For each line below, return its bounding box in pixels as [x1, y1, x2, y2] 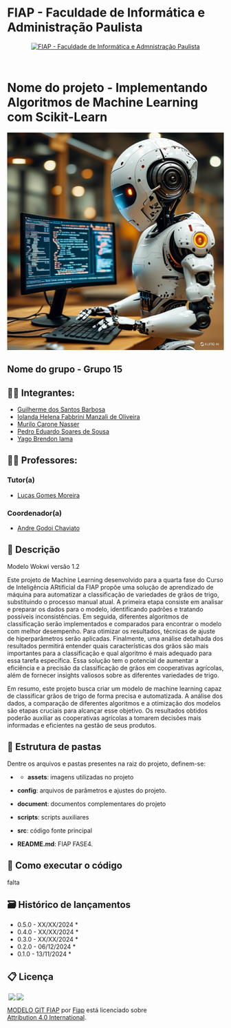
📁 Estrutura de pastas [7, 741, 102, 753]
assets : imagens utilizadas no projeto [27, 773, 134, 781]
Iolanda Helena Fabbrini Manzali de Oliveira [16, 413, 140, 421]
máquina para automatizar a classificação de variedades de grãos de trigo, [7, 590, 220, 599]
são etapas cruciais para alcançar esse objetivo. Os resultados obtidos [7, 706, 208, 715]
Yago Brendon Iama [16, 435, 74, 443]
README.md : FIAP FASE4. [16, 840, 93, 848]
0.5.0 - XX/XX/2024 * [16, 920, 78, 929]
